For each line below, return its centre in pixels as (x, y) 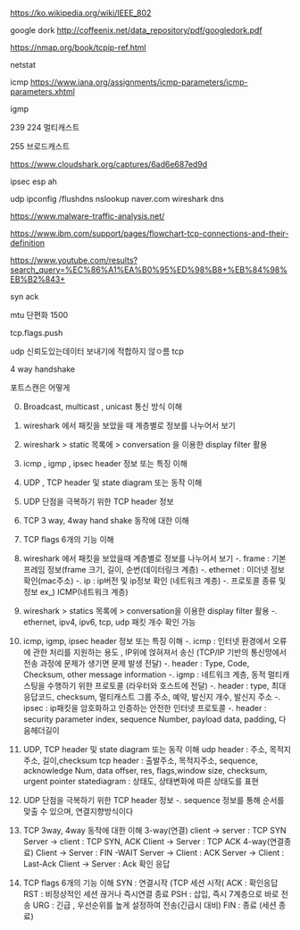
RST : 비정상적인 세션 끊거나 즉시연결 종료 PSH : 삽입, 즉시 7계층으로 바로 (151, 894)
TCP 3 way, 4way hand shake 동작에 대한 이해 (106, 520)
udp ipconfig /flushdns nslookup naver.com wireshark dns (117, 199)
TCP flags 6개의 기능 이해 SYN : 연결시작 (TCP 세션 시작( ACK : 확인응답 (150, 883)
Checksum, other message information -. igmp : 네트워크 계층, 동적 (144, 674)
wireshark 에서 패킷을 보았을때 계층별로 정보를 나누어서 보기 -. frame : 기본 (154, 558)
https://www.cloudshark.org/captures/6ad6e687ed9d (109, 164)
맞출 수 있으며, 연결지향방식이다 (78, 811)
